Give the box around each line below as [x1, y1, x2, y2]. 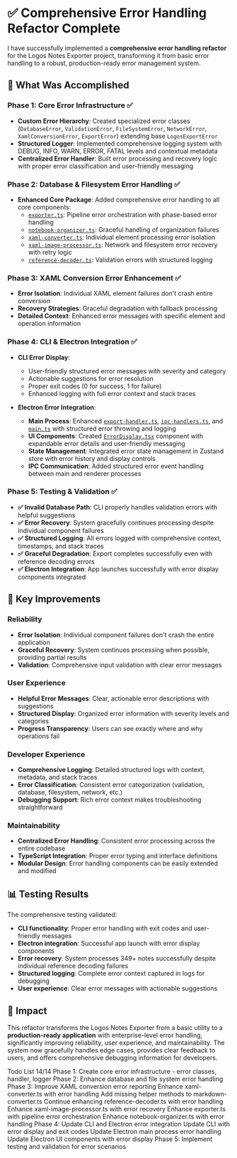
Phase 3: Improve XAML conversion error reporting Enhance [7, 1082, 184, 1091]
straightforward [17, 803, 63, 812]
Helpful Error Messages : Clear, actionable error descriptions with [17, 694, 210, 703]
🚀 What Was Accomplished [7, 79, 129, 91]
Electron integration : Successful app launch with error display [17, 939, 200, 948]
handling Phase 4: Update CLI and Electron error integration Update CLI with [7, 1120, 231, 1128]
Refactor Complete [7, 21, 121, 37]
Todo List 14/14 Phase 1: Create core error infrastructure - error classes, [7, 1068, 217, 1076]
